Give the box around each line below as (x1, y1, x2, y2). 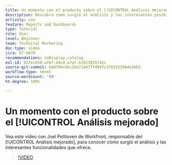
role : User (5, 31, 29, 36)
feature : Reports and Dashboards (5, 22, 77, 27)
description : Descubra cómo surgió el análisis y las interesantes (5, 12, 153, 17)
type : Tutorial (5, 27, 38, 32)
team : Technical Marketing (5, 41, 63, 46)
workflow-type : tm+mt (5, 70, 52, 75)
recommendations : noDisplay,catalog (5, 55, 83, 60)
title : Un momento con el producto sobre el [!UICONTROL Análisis (5, 7, 150, 13)
